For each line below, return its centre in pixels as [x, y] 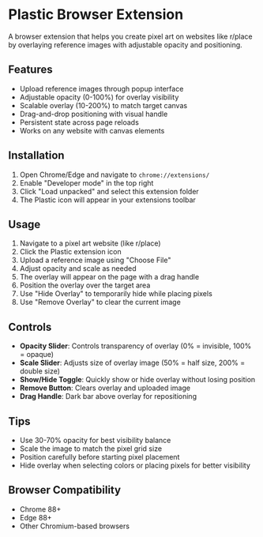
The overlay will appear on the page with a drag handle [109, 277]
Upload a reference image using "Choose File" [95, 260]
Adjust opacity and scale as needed [78, 268]
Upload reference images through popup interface [101, 88]
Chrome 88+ [40, 509]
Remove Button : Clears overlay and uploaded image [105, 388]
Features [30, 70]
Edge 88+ [36, 517]
